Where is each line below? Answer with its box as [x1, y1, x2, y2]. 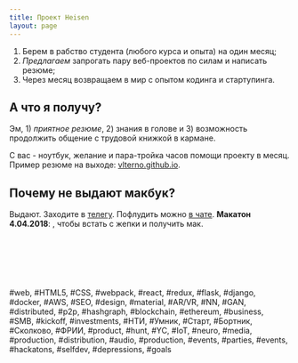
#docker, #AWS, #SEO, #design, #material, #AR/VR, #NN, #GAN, [9, 297, 246, 308]
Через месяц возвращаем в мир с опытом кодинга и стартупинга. [21, 74, 276, 85]
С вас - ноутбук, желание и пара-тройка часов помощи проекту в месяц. [9, 150, 290, 161]
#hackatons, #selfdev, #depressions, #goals [9, 344, 172, 355]
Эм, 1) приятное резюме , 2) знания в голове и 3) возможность [9, 124, 248, 134]
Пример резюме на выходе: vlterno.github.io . [9, 159, 181, 170]
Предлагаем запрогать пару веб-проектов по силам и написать [21, 55, 268, 66]
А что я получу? [9, 100, 102, 115]
